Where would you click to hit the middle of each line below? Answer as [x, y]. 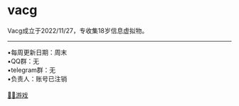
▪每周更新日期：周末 [37, 52]
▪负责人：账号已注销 [37, 78]
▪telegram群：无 [32, 70]
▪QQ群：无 [23, 61]
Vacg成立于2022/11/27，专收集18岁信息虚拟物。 [78, 30]
